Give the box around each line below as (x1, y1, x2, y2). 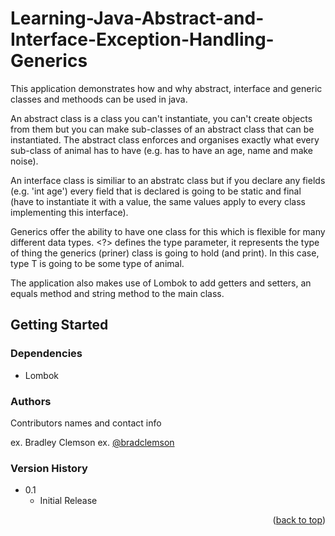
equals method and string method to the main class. (10, 287, 225, 299)
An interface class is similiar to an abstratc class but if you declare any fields (10, 174, 326, 186)
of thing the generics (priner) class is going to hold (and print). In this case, (10, 247, 320, 259)
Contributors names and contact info (10, 417, 162, 429)
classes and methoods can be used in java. (10, 93, 188, 105)
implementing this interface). (10, 206, 129, 218)
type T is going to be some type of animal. (10, 257, 185, 269)
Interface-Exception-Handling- (10, 28, 275, 51)
